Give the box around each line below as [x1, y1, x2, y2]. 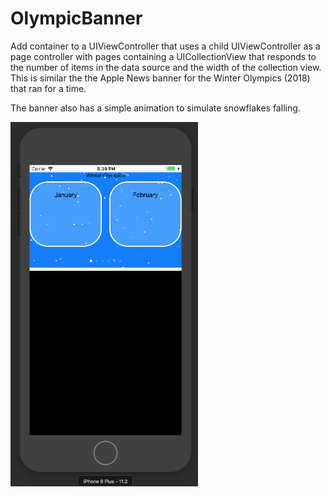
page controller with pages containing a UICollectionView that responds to [10, 50, 317, 62]
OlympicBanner [10, 7, 143, 30]
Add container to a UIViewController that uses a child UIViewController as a [10, 40, 321, 52]
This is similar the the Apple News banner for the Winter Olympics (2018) [10, 72, 311, 84]
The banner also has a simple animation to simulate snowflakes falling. [10, 102, 301, 114]
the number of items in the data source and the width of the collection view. [10, 61, 322, 73]
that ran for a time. [10, 82, 87, 94]
